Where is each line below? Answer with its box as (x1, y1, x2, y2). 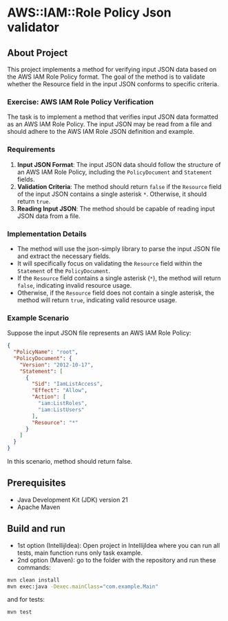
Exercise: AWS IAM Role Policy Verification (7, 97, 154, 106)
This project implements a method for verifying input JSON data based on (7, 66, 217, 73)
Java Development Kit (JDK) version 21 (17, 495, 129, 504)
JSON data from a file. (17, 212, 81, 220)
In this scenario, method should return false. (7, 457, 133, 466)
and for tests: (7, 595, 45, 604)
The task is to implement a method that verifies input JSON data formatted (7, 112, 218, 121)
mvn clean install (7, 576, 60, 584)
